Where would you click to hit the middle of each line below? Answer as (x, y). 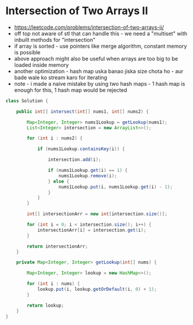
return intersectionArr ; (57, 246)
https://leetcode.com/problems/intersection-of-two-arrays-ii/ (89, 27)
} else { (58, 181)
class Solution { (27, 101)
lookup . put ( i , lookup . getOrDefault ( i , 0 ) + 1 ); (97, 290)
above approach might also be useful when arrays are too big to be (96, 58)
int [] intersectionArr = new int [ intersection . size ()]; (97, 214)
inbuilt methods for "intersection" (55, 40)
